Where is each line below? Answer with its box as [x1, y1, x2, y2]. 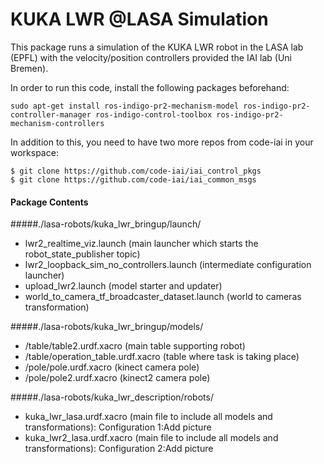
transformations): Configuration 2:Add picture [24, 443, 214, 455]
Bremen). [10, 62, 49, 74]
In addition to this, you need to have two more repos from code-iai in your [10, 136, 314, 148]
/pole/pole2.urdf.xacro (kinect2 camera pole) [24, 372, 211, 384]
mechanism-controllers [10, 118, 105, 128]
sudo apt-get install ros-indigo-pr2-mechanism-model [10, 101, 240, 111]
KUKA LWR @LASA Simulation [10, 8, 269, 31]
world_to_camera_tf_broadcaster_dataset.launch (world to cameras [24, 291, 302, 303]
